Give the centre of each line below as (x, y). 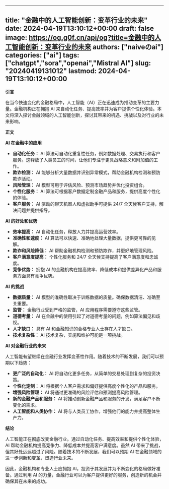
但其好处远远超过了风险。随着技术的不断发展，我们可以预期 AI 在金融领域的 (83, 451)
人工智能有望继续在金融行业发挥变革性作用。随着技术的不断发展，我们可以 (82, 356)
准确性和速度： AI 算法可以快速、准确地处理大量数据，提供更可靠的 (82, 238)
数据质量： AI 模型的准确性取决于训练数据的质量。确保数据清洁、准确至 (87, 297)
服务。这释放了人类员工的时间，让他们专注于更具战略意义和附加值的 (83, 160)
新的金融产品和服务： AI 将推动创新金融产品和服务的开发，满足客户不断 (87, 398)
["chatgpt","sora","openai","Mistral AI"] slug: (78, 63)
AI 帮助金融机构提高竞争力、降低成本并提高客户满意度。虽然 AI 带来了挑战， (84, 445)
